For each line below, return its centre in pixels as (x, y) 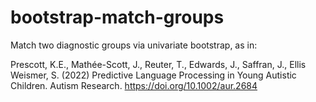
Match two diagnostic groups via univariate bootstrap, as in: (134, 45)
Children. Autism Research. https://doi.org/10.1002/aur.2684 (134, 85)
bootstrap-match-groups (117, 17)
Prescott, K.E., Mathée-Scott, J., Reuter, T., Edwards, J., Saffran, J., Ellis (158, 64)
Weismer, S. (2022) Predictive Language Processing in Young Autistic (153, 75)
